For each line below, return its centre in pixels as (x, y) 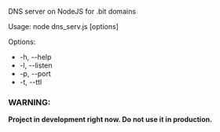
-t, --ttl (31, 82)
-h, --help (35, 57)
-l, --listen (36, 65)
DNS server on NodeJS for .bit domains (72, 11)
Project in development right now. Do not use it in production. (110, 119)
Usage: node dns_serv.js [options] (64, 26)
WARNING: (29, 102)
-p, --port (35, 73)
